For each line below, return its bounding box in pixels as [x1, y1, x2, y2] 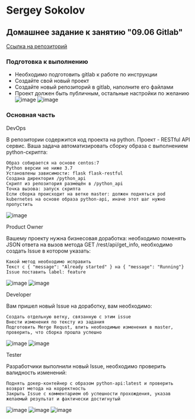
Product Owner [6, 223, 43, 230]
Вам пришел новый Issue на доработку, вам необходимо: [6, 302, 152, 310]
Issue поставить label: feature [6, 269, 86, 275]
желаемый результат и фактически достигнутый [6, 396, 120, 402]
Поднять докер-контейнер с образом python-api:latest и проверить [6, 380, 174, 386]
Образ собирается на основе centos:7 [6, 160, 100, 166]
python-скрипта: [6, 149, 48, 156]
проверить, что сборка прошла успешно [6, 329, 102, 335]
